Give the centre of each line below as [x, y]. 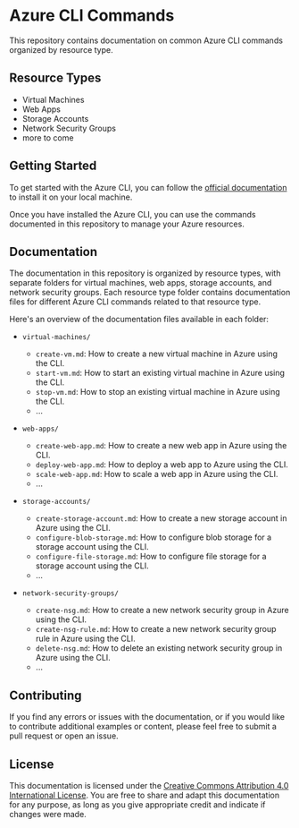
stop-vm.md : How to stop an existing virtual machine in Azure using [158, 392]
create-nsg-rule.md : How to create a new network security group [156, 629]
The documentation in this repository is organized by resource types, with [145, 273]
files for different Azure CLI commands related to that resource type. [135, 302]
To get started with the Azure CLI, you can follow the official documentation [148, 187]
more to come [48, 137]
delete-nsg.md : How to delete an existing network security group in [159, 648]
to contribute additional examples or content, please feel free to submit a [143, 727]
